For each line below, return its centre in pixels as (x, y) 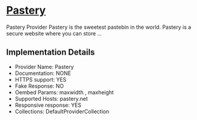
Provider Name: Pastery (44, 67)
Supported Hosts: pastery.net (51, 98)
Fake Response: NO (39, 86)
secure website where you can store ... (54, 33)
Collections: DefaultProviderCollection (62, 111)
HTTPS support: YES (41, 79)
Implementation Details (51, 52)
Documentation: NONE (43, 73)
